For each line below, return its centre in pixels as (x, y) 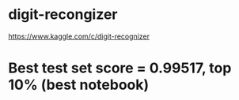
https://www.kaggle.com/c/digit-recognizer (79, 36)
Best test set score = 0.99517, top (120, 68)
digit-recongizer (63, 15)
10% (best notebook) (79, 85)
